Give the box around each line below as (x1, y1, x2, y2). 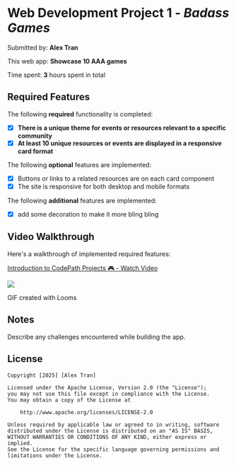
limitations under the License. (7, 452, 102, 459)
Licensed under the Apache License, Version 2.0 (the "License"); (7, 384, 207, 391)
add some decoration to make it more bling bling (17, 210, 159, 218)
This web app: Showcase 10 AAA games (7, 56, 127, 65)
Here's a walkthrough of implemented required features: (7, 249, 171, 258)
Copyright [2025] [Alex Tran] (7, 372, 97, 379)
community (17, 131, 53, 140)
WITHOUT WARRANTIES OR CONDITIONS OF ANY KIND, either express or (7, 433, 207, 440)
